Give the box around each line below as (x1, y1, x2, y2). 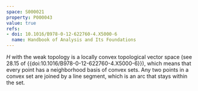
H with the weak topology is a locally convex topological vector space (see (6, 54, 192, 60)
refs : (6, 25, 20, 32)
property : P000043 (6, 14, 53, 20)
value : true (6, 20, 36, 26)
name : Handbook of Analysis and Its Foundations (11, 37, 136, 43)
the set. (6, 79, 25, 86)
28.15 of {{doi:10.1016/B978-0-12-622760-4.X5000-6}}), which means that (6, 60, 191, 67)
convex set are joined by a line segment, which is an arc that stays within (6, 73, 188, 80)
